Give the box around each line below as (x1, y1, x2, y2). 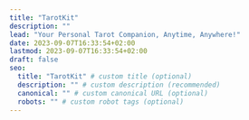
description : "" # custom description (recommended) (17, 80, 221, 89)
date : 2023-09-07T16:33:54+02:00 (9, 38, 136, 48)
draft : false (9, 55, 59, 64)
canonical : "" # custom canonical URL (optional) (17, 88, 208, 97)
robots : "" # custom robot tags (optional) (17, 97, 184, 106)
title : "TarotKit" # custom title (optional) (17, 72, 193, 81)
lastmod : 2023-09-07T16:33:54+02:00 (9, 47, 148, 56)
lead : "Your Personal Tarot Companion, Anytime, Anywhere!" (9, 30, 242, 39)
